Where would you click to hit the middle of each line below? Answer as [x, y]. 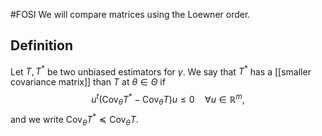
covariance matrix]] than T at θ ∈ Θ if [88, 82]
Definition [41, 45]
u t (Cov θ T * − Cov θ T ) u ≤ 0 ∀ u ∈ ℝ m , [168, 100]
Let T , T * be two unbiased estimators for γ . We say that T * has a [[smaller [161, 71]
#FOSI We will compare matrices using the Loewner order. [130, 14]
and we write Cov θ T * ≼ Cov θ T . [74, 119]
